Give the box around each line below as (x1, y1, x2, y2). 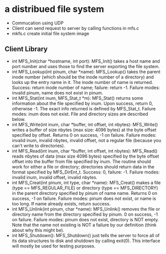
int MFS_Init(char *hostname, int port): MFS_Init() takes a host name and (11, 58, 160, 64)
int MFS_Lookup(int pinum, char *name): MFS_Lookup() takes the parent (11, 69, 161, 75)
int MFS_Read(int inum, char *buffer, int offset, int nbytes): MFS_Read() (11, 148, 158, 154)
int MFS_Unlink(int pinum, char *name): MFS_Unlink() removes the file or (11, 206, 160, 212)
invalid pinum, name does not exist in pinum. (11, 89, 103, 95)
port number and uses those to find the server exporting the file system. (11, 63, 160, 69)
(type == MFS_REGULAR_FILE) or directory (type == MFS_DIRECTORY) (11, 185, 159, 191)
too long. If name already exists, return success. (11, 200, 111, 207)
